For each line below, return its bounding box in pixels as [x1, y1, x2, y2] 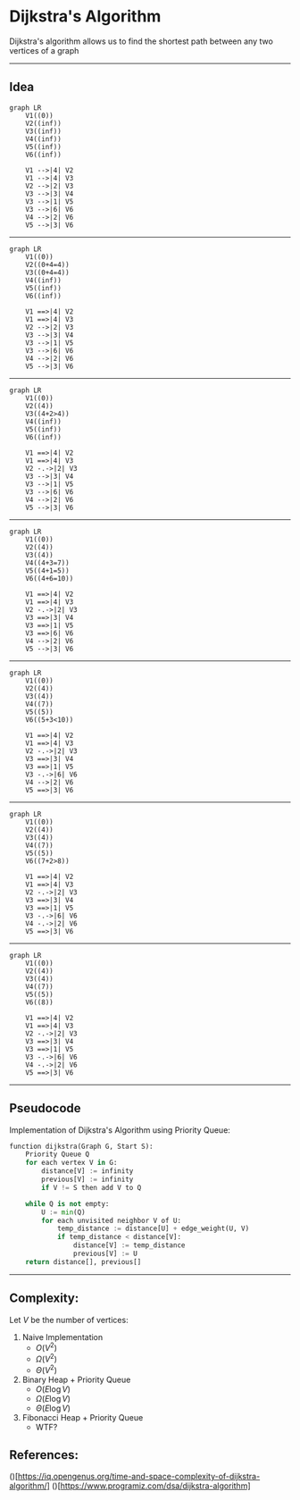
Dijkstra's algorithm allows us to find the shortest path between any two [9, 36, 274, 46]
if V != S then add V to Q [41, 1183, 142, 1192]
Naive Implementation [21, 1331, 104, 1342]
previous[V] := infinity [41, 1175, 134, 1185]
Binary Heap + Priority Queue [21, 1374, 131, 1385]
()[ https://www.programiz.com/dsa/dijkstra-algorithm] [52, 1480, 252, 1491]
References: [9, 1447, 79, 1462]
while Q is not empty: [25, 1199, 110, 1208]
